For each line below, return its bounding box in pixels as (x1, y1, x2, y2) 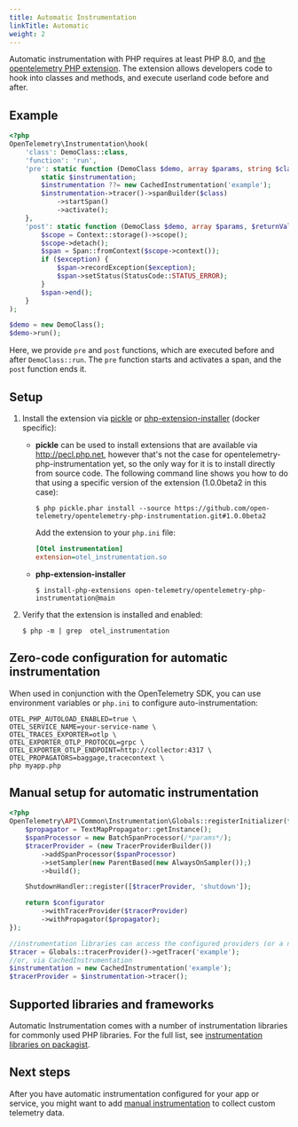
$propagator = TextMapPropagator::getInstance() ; (25, 825, 213, 834)
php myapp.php (9, 761, 62, 770)
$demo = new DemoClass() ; (9, 320, 105, 329)
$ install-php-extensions (35, 586, 131, 595)
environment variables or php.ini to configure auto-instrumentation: (9, 697, 259, 708)
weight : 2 (9, 29, 46, 38)
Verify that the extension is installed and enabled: (21, 609, 203, 619)
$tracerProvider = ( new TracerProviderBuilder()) (25, 841, 213, 850)
